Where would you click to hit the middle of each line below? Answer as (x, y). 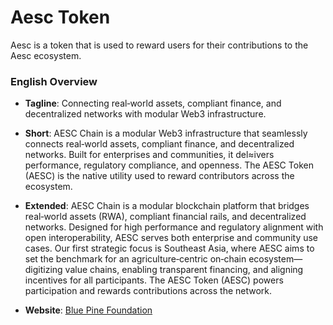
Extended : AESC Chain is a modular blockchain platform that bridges (167, 206)
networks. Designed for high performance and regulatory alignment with (174, 227)
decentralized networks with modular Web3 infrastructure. (145, 114)
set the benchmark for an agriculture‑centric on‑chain (135, 259)
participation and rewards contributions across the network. (148, 291)
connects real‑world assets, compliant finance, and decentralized (159, 144)
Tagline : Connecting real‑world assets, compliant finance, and (153, 103)
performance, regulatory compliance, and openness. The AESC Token (169, 165)
